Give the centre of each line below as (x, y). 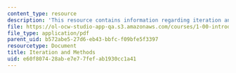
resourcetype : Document (42, 46)
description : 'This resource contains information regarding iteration (114, 20)
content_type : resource (42, 14)
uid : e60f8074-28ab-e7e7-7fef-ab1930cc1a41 (72, 59)
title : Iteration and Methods (52, 53)
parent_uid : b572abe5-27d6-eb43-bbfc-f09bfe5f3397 (83, 40)
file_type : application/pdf (48, 33)
